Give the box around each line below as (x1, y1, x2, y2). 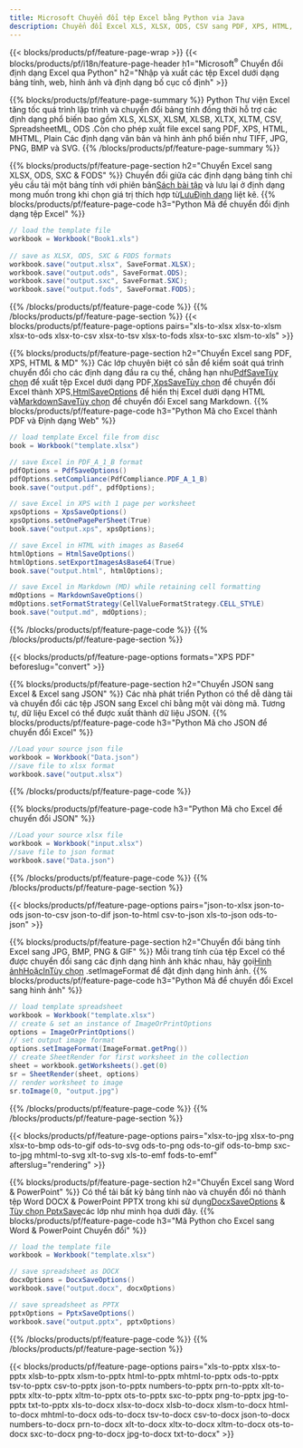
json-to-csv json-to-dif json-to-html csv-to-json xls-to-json (25, 909, 247, 920)
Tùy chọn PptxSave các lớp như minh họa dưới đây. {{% (9, 1205, 215, 1216)
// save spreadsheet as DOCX (9, 1267, 119, 1277)
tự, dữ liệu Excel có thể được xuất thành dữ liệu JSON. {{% (9, 707, 228, 718)
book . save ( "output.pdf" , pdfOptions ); (9, 482, 156, 492)
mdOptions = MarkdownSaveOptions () (9, 591, 144, 600)
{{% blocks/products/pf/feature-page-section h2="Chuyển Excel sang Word (9, 1176, 295, 1188)
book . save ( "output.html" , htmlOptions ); (9, 566, 165, 576)
